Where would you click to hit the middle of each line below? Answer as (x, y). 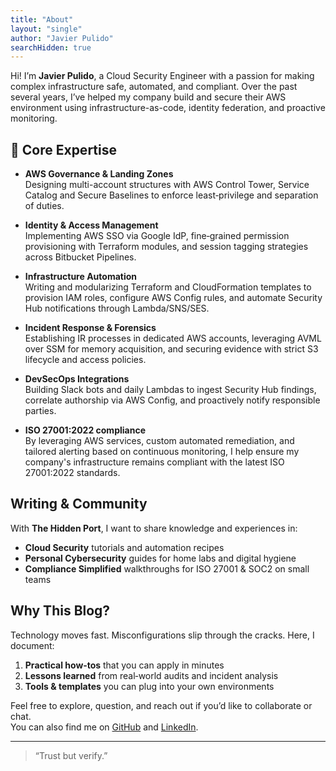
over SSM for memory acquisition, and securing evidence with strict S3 (171, 349)
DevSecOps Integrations (77, 379)
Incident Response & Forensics (90, 328)
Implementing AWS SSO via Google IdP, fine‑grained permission (157, 236)
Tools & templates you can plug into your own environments (149, 686)
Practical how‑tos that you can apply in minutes (124, 665)
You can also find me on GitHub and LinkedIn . (104, 727)
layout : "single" (46, 29)
